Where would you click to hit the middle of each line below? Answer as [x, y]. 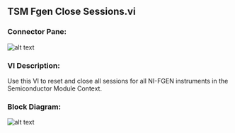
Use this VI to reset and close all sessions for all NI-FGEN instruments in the [118, 81]
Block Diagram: [34, 107]
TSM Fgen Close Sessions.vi [71, 12]
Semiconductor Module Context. [55, 88]
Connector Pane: [37, 32]
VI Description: [34, 65]
